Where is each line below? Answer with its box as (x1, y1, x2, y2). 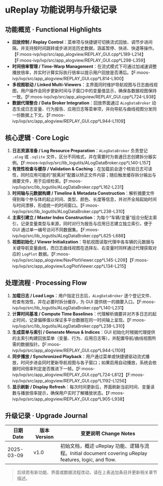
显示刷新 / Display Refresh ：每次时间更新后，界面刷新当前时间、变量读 (12, 384, 155, 390)
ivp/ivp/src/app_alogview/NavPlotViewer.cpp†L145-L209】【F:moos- (12, 257, 149, 263)
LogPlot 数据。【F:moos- (21, 251, 70, 257)
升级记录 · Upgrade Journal (5, 412, 88, 420)
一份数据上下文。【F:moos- (12, 112, 65, 118)
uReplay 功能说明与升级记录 (5, 4, 117, 16)
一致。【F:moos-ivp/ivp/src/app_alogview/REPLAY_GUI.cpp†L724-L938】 (12, 94, 159, 100)
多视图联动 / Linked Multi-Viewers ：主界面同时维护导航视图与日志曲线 (12, 82, 154, 88)
